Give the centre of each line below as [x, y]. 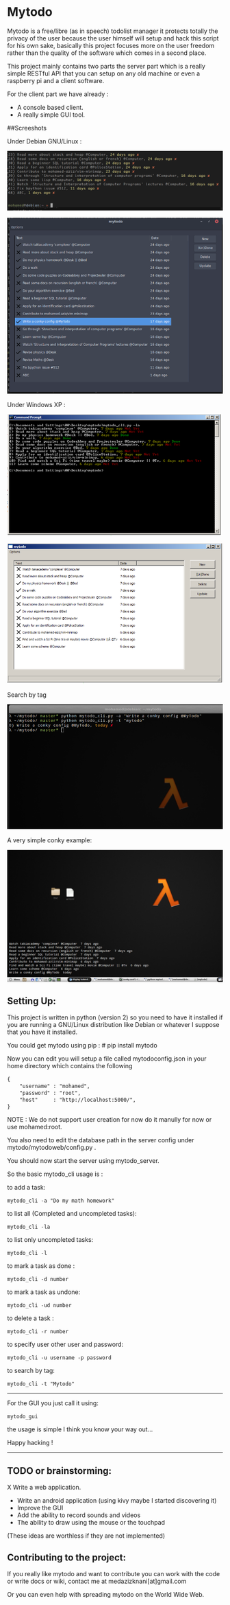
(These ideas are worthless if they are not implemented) [86, 1536]
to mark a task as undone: [44, 1292]
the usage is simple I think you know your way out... [80, 1429]
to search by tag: [31, 1371]
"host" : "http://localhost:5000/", [78, 1100]
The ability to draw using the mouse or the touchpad [91, 1523]
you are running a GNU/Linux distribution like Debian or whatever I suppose [114, 1025]
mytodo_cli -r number [38, 1332]
